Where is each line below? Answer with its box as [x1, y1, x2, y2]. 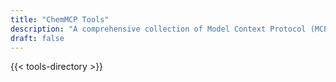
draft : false [10, 33, 65, 43]
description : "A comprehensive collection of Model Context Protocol [10, 24, 307, 34]
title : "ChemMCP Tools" [10, 14, 110, 25]
